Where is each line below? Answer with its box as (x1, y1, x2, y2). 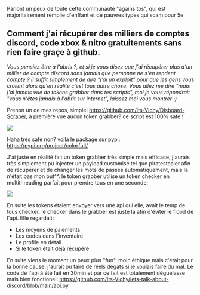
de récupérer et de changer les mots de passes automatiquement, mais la (7, 166, 189, 173)
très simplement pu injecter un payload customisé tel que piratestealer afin (7, 159, 191, 167)
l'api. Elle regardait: (7, 214, 54, 222)
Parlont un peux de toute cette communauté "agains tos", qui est (7, 5, 166, 12)
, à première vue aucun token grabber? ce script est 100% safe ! (26, 113, 184, 120)
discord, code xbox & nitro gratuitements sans (7, 38, 182, 48)
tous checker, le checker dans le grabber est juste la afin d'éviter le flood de (7, 208, 194, 215)
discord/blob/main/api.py (7, 282, 69, 289)
